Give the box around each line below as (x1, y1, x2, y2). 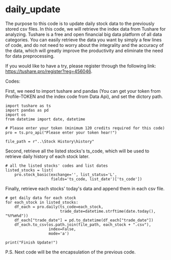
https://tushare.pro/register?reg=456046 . (5, 68, 93, 74)
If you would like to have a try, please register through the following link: (5, 63, 156, 69)
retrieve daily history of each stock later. (5, 153, 90, 159)
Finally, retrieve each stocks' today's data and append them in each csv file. (5, 185, 165, 192)
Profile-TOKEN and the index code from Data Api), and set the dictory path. (5, 93, 163, 99)
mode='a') (48, 231, 70, 236)
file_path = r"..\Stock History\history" (5, 139, 95, 144)
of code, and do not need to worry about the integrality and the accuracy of (5, 42, 164, 48)
